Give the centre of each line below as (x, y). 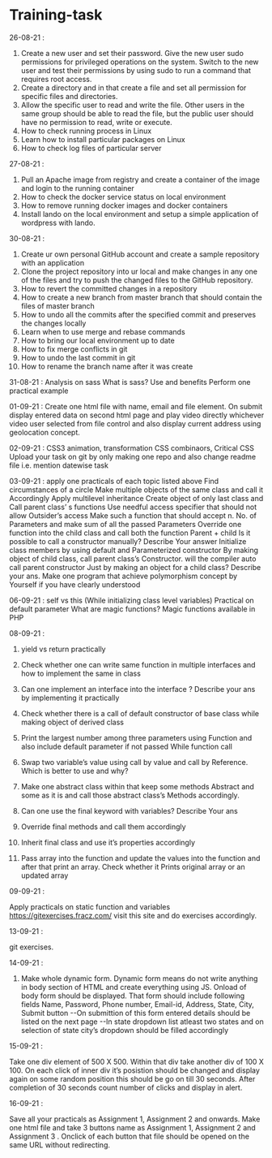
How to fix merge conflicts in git (74, 349)
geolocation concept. (45, 432)
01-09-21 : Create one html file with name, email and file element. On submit (136, 406)
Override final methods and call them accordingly (103, 827)
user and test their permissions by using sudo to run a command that (136, 70)
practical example (39, 391)
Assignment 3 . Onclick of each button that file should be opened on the (130, 1136)
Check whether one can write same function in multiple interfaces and (138, 664)
